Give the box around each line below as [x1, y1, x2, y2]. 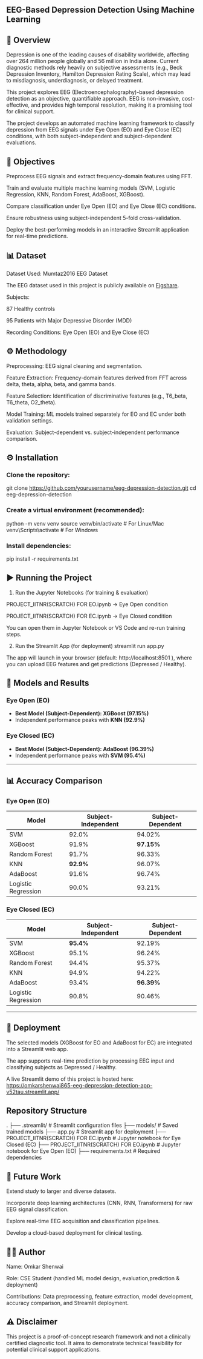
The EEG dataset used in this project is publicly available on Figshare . [6, 281, 179, 289]
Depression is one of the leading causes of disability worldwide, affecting [6, 51, 189, 58]
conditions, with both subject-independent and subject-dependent [6, 133, 172, 140]
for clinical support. [6, 108, 55, 115]
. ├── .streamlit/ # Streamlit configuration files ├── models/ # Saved [6, 1121, 178, 1129]
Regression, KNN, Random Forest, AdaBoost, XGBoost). [6, 191, 145, 198]
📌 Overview [6, 35, 51, 45]
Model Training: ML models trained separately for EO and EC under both [6, 410, 186, 418]
